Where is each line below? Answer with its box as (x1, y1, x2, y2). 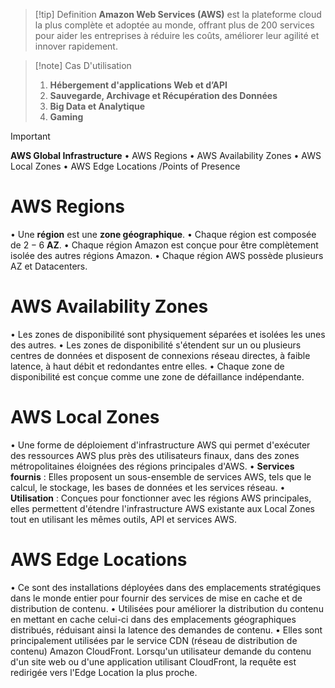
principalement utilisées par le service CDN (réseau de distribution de (10, 634, 298, 646)
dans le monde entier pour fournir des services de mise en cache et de (10, 592, 303, 604)
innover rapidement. (34, 40, 118, 52)
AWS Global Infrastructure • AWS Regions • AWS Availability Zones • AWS (10, 150, 322, 161)
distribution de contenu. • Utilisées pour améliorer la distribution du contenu (10, 602, 324, 614)
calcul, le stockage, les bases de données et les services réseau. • (10, 481, 286, 493)
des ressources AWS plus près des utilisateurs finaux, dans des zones (10, 449, 300, 461)
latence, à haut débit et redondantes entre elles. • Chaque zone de (10, 360, 285, 372)
